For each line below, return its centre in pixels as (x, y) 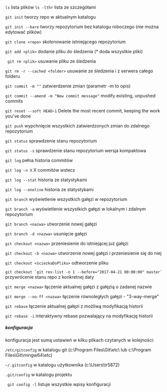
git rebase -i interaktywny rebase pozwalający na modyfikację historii (79, 316)
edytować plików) (24, 32)
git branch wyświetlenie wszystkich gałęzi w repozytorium (66, 199)
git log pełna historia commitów (39, 160)
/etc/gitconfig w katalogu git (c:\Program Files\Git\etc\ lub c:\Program (78, 350)
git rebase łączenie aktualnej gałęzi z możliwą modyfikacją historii (74, 306)
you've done (18, 116)
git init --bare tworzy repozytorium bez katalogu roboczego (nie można (82, 27)
